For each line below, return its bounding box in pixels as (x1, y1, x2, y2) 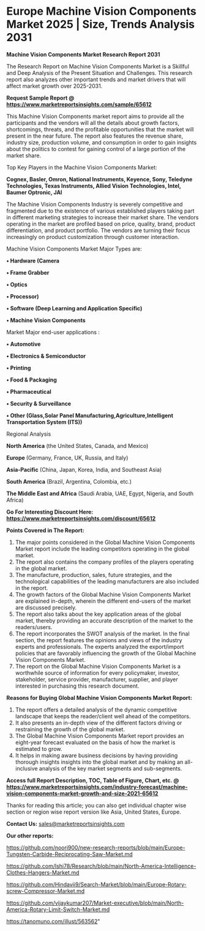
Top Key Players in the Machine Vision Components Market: (6, 163, 157, 171)
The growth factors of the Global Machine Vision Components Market (15, 591, 191, 598)
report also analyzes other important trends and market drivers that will (6, 76, 186, 83)
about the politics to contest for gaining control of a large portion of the (6, 145, 186, 152)
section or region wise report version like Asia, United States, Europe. (6, 808, 182, 815)
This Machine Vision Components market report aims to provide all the (6, 112, 185, 120)
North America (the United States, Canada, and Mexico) (6, 442, 149, 449)
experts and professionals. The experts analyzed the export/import (15, 643, 184, 650)
